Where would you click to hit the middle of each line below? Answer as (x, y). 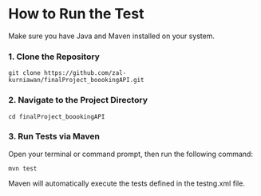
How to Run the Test (76, 14)
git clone (25, 73)
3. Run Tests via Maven (54, 136)
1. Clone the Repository (54, 57)
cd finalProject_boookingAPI (57, 116)
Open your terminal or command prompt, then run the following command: (131, 154)
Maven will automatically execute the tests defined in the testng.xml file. (127, 183)
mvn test (23, 168)
